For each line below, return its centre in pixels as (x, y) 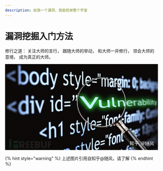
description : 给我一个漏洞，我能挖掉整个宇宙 (46, 10)
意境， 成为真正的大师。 (29, 57)
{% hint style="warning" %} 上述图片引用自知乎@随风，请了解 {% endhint (79, 158)
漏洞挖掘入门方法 (39, 36)
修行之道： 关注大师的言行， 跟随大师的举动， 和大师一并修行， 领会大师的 (80, 51)
